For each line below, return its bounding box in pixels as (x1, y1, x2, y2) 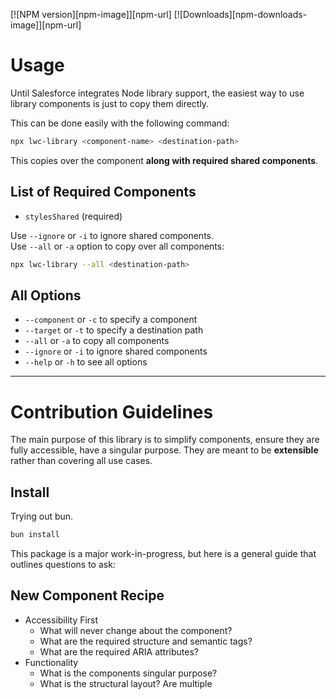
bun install (10, 530, 60, 540)
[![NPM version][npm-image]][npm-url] (10, 9, 172, 20)
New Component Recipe (10, 587, 165, 604)
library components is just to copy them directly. (10, 97, 210, 109)
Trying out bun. (10, 510, 74, 523)
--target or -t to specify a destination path (24, 324, 204, 336)
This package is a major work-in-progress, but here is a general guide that (10, 547, 317, 559)
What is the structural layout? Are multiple (39, 677, 213, 689)
